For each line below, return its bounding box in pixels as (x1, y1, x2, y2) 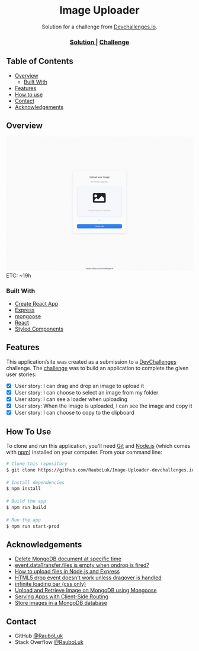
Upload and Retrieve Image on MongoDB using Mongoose (14, 587, 157, 594)
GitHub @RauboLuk (14, 632, 63, 640)
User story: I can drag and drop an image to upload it (14, 382, 144, 389)
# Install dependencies (6, 479, 65, 486)
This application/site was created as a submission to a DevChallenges (6, 358, 176, 365)
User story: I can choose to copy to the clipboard (14, 409, 134, 416)
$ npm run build (6, 505, 46, 511)
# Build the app (6, 498, 46, 504)
